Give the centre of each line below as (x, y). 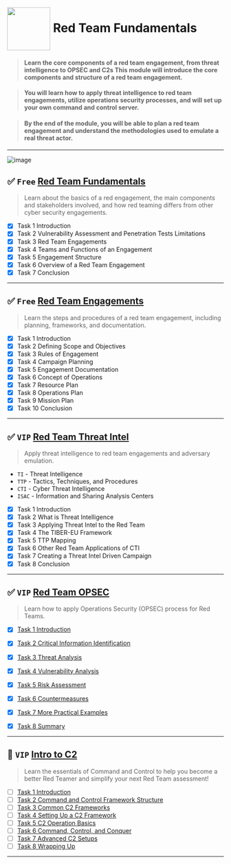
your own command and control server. (81, 107)
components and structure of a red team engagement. (103, 77)
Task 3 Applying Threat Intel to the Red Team (81, 525)
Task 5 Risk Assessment (51, 684)
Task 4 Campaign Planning (55, 361)
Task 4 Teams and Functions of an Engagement (85, 249)
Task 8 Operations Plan (50, 393)
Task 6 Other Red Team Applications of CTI (78, 548)
